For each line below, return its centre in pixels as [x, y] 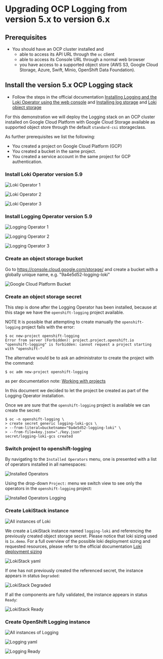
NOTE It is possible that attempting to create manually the [63, 322]
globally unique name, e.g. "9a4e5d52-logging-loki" [58, 274]
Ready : [11, 599]
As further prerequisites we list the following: [50, 136]
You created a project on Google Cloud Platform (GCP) [67, 146]
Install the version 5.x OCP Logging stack [69, 85]
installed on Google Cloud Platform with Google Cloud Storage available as [80, 122]
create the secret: [23, 410]
